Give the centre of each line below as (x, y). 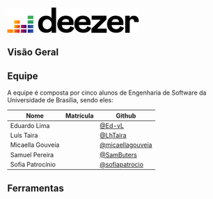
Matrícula (79, 116)
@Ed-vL (112, 125)
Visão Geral (33, 53)
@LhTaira (113, 136)
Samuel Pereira (32, 154)
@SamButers (118, 154)
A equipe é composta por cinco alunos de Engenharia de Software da (107, 93)
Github (126, 116)
